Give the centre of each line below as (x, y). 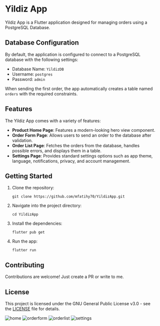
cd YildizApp (25, 215)
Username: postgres (32, 74)
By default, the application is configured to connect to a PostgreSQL (73, 54)
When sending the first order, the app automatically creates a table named (79, 89)
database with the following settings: (42, 60)
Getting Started (29, 176)
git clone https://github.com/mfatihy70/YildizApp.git (68, 197)
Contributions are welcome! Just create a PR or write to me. (65, 277)
